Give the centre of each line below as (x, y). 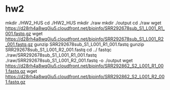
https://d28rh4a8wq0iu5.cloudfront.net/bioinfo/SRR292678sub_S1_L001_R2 (84, 39)
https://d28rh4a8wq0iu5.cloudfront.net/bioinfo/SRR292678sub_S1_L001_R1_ (85, 28)
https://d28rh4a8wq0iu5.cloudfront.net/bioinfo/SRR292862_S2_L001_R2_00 (85, 76)
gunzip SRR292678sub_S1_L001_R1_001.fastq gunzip (89, 44)
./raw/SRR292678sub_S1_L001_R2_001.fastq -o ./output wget (69, 60)
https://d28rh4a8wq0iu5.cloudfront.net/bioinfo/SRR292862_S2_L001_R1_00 (84, 66)
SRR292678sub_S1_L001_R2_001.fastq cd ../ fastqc (58, 50)
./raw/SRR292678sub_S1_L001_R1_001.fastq (51, 55)
